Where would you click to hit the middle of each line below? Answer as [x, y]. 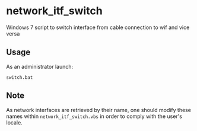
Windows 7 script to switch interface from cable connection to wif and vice [98, 27]
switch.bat [20, 77]
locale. [14, 122]
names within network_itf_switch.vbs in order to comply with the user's [94, 116]
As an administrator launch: [40, 66]
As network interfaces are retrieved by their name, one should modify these [99, 110]
